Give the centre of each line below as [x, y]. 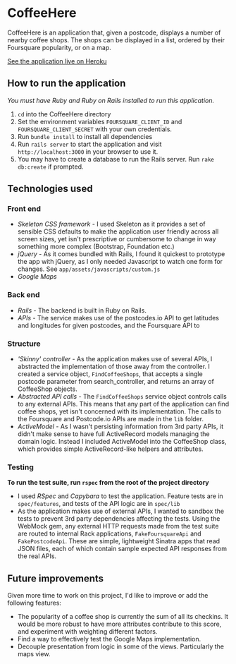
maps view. [34, 654]
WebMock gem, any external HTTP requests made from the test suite [118, 526]
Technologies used [50, 189]
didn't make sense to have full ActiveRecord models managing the [113, 434]
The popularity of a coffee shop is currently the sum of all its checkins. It [123, 617]
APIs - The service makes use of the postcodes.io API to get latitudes [118, 318]
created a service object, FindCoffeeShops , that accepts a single [110, 374]
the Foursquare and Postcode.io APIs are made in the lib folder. [111, 419]
